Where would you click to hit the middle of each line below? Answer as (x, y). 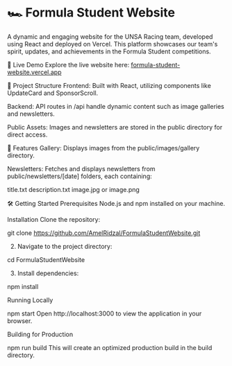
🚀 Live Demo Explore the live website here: (68, 64)
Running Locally (30, 300)
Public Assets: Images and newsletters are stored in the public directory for (115, 127)
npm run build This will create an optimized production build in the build (110, 347)
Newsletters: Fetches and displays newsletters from (81, 168)
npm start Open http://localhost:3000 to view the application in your (105, 313)
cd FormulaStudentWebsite (46, 259)
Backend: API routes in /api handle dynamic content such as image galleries (116, 106)
